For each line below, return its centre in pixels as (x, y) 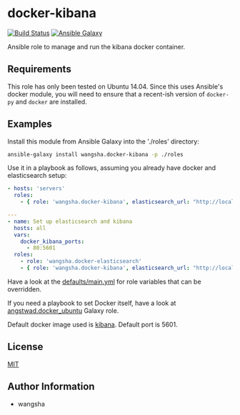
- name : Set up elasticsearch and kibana (70, 221)
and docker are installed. (51, 101)
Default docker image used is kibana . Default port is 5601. (92, 324)
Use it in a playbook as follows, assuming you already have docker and (112, 168)
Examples (30, 124)
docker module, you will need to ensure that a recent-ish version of (106, 94)
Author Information (51, 387)
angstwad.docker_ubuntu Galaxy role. (63, 310)
